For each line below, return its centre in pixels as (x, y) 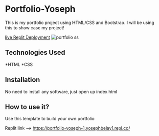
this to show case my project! (35, 27)
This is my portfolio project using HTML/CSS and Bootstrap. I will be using (80, 23)
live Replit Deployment (28, 37)
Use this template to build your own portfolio (50, 119)
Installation (23, 80)
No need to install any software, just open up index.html (61, 91)
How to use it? (27, 107)
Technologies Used (35, 53)
